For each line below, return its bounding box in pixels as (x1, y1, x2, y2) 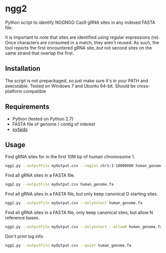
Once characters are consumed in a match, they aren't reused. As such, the (5, 39, 160, 45)
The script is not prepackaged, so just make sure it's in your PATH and (5, 77, 148, 83)
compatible (23, 88, 46, 94)
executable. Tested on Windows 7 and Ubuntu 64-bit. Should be (5, 83, 136, 89)
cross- (136, 83, 151, 89)
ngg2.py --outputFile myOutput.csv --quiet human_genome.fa (5, 243, 132, 248)
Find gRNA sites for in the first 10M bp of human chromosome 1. (5, 154, 135, 160)
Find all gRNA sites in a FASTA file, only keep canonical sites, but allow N (5, 209, 153, 215)
